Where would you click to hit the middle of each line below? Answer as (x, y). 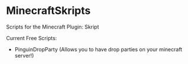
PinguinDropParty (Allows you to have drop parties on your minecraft (98, 49)
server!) (24, 55)
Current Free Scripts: (32, 38)
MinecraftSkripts (48, 11)
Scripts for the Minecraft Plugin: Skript (52, 27)
